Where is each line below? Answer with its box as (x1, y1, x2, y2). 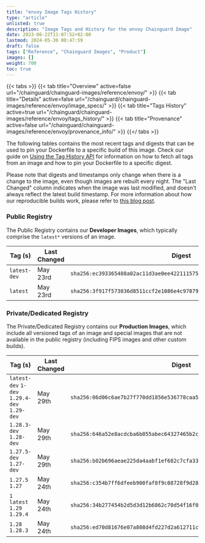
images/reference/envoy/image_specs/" (6, 102, 107, 109)
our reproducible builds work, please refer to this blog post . (6, 197, 156, 205)
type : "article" (6, 15, 48, 21)
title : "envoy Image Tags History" (6, 9, 97, 15)
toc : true (6, 65, 32, 72)
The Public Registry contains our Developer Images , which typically (6, 226, 178, 234)
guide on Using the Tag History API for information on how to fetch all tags (6, 153, 193, 160)
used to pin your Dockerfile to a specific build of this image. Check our (6, 146, 184, 153)
